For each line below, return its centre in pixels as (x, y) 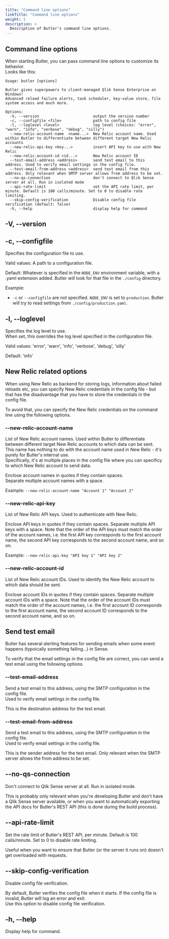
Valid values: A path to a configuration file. (49, 263)
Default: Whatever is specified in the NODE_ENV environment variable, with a (82, 273)
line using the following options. (38, 415)
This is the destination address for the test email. (56, 709)
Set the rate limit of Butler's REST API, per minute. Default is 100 (72, 835)
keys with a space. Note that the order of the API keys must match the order (84, 529)
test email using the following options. (45, 664)
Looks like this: (21, 71)
